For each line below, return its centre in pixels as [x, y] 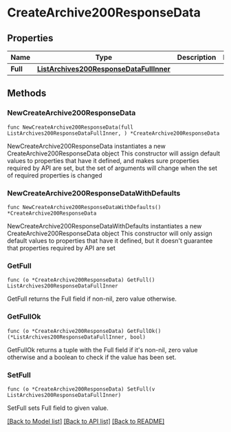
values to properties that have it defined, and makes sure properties [103, 160]
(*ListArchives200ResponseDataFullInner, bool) [77, 337]
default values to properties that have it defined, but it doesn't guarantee [110, 240]
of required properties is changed [55, 175]
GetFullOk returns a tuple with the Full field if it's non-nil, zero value [102, 349]
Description [197, 57]
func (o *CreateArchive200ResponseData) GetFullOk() [84, 331]
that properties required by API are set [61, 248]
